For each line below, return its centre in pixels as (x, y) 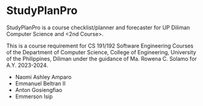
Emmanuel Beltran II (40, 83)
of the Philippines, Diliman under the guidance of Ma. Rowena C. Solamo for (101, 58)
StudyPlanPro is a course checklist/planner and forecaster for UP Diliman (98, 27)
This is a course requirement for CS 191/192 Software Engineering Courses (100, 46)
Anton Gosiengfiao (39, 90)
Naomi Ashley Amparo (43, 77)
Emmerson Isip (34, 96)
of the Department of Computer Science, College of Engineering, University (101, 52)
